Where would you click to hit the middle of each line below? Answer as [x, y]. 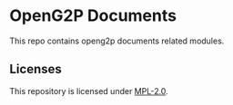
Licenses [35, 69]
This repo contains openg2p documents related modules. [117, 41]
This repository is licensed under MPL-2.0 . [89, 91]
